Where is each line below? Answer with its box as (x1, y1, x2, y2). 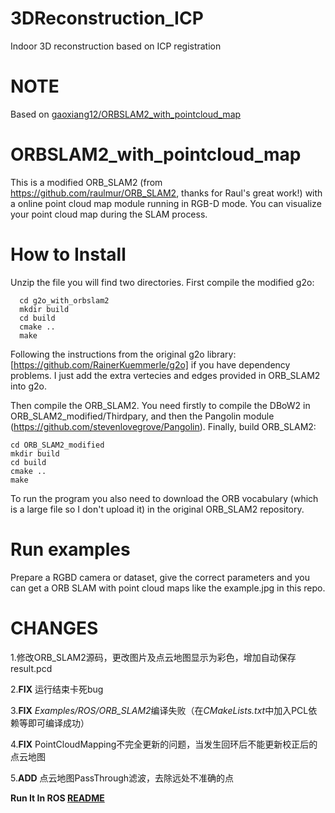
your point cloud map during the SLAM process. (10, 208, 208, 220)
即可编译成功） (27, 717, 90, 729)
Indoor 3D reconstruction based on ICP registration (10, 40, 222, 52)
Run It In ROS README (10, 792, 105, 804)
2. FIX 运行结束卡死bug (10, 683, 104, 695)
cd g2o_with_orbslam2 (19, 295, 110, 306)
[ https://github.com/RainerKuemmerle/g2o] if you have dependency (10, 358, 291, 371)
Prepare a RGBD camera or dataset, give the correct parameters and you (10, 571, 310, 583)
